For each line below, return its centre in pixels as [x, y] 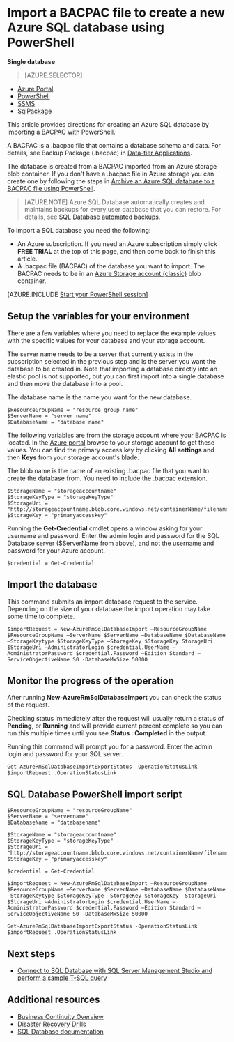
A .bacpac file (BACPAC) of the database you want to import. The [111, 266]
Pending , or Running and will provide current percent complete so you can [115, 726]
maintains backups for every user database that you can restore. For [123, 209]
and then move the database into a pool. [65, 383]
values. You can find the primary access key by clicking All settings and [111, 450]
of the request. [29, 705]
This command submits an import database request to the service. [103, 602]
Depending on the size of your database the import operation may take [109, 608]
